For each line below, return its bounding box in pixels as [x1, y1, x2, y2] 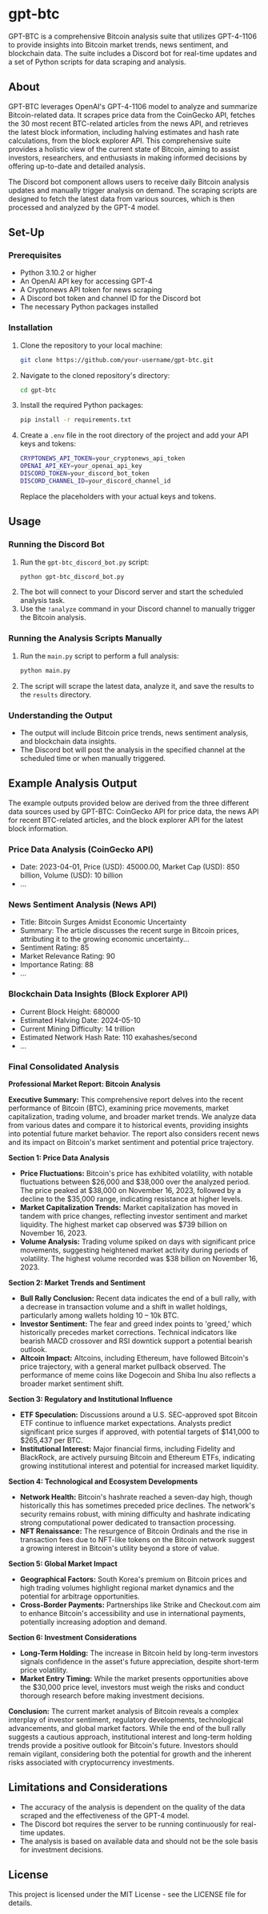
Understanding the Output [8, 710, 114, 721]
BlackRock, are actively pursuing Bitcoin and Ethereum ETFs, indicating [19, 1452, 255, 1462]
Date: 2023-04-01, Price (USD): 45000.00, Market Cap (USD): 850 [19, 862, 240, 871]
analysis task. [19, 596, 66, 605]
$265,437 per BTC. [19, 1435, 83, 1445]
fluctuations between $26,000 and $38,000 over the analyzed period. [19, 1177, 250, 1187]
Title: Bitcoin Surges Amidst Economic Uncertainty [19, 917, 186, 927]
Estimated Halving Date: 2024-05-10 [19, 1015, 142, 1024]
